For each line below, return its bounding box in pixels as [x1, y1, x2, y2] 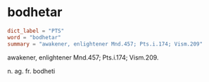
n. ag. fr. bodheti [7, 67, 56, 75]
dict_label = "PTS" [7, 27, 65, 34]
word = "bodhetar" [7, 34, 61, 41]
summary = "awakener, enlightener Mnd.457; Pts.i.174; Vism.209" [7, 40, 203, 48]
